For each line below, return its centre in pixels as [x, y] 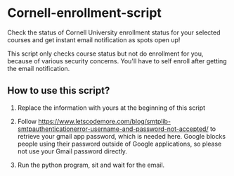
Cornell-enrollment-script [84, 13]
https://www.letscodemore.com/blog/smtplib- [104, 121]
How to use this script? [59, 90]
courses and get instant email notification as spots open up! [94, 39]
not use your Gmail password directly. [72, 151]
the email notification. [39, 68]
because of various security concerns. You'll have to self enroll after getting [117, 61]
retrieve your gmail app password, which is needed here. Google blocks [122, 136]
